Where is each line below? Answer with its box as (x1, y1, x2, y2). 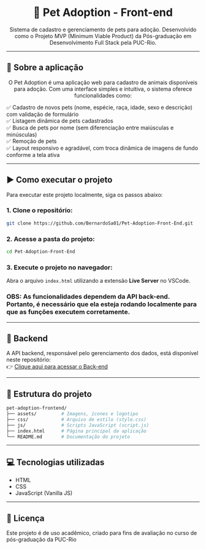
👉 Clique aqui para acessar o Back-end (6, 363, 109, 370)
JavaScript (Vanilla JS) (15, 489, 73, 497)
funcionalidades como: (74, 91, 132, 99)
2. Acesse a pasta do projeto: (6, 234, 95, 243)
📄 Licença (6, 513, 45, 523)
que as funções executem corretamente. (6, 308, 131, 317)
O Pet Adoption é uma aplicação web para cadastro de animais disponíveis (8, 79, 198, 86)
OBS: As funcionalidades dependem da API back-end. (6, 293, 170, 301)
